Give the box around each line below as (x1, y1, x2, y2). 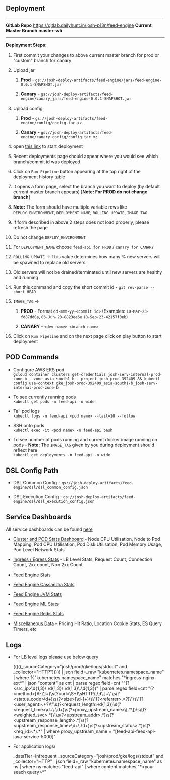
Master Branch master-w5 (6, 27, 63, 33)
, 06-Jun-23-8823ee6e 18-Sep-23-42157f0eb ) (38, 313, 128, 320)
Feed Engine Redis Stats (13, 611, 64, 617)
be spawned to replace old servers (13, 259, 86, 265)
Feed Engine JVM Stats (13, 591, 62, 597)
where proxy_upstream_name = (46, 728, 112, 734)
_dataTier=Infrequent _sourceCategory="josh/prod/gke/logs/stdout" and (13, 753, 164, 759)
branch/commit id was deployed (13, 159, 80, 165)
